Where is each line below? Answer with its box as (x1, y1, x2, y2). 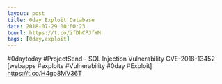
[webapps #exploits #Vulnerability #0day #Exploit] (7, 62, 152, 70)
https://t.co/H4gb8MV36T (7, 70, 82, 78)
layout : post (7, 10, 45, 17)
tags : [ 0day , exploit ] (7, 36, 70, 43)
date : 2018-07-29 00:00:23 (7, 23, 86, 30)
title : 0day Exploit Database (7, 17, 95, 23)
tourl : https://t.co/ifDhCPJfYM (7, 29, 101, 36)
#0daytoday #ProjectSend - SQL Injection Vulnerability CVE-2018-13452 (7, 54, 216, 63)
